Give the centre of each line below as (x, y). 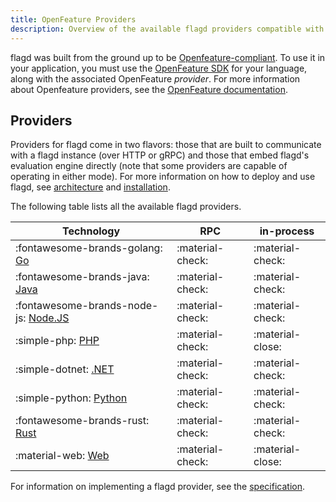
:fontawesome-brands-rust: (82, 421)
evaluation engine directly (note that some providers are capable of (149, 166)
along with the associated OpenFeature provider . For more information (155, 78)
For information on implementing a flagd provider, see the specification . (157, 487)
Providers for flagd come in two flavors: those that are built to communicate (166, 145)
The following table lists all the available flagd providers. (126, 207)
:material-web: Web (62, 456)
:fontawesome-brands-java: (82, 277)
